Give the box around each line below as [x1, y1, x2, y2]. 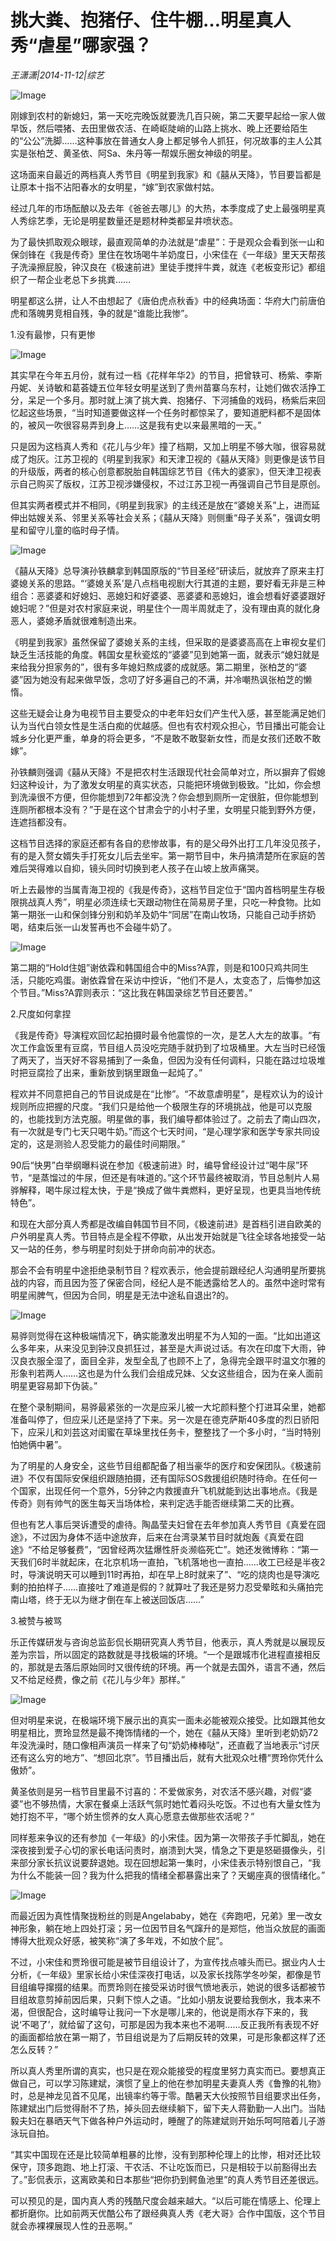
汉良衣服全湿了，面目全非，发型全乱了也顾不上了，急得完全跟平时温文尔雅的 [10, 1354, 326, 1366]
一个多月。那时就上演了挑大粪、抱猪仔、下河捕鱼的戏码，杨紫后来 [44, 394, 317, 406]
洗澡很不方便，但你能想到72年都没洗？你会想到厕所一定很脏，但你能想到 [18, 791, 319, 803]
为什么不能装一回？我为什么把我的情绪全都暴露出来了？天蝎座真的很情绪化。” [10, 1869, 326, 1881]
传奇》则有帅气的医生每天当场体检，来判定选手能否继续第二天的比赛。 [10, 1497, 300, 1509]
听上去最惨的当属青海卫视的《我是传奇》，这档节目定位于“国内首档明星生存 [10, 883, 317, 895]
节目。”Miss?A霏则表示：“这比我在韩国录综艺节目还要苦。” [18, 986, 253, 998]
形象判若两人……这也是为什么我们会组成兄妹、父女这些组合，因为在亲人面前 [10, 1367, 324, 1379]
